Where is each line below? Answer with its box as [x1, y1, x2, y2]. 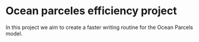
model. [5, 30, 23, 37]
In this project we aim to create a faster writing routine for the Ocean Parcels [5, 24, 193, 31]
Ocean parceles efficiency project [5, 4, 177, 18]
